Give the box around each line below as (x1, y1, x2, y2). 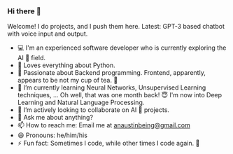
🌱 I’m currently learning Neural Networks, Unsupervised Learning (17, 83, 206, 92)
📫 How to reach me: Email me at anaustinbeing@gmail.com (17, 121, 190, 129)
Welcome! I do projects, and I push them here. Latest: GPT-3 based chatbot (7, 22, 225, 31)
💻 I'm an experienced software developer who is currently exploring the (17, 43, 227, 52)
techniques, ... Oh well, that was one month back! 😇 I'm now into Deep (17, 91, 223, 99)
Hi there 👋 (7, 6, 42, 16)
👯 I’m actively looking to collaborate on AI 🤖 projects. (17, 106, 170, 114)
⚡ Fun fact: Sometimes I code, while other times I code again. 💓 (17, 139, 200, 148)
